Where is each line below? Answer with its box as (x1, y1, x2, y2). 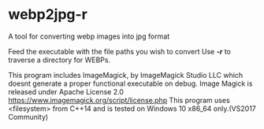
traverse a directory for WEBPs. (8, 55, 111, 64)
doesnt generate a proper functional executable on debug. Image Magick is (8, 79, 253, 88)
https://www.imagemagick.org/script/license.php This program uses (8, 95, 230, 105)
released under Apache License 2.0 (8, 87, 125, 96)
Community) (8, 112, 49, 121)
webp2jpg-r (8, 6, 88, 24)
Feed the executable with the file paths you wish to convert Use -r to (8, 46, 231, 56)
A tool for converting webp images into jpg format (8, 31, 170, 41)
